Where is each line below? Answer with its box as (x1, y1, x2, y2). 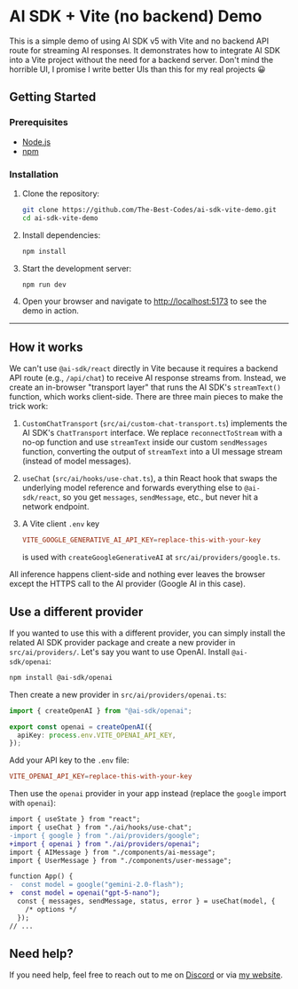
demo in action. (21, 305, 80, 316)
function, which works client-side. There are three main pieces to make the (9, 392, 284, 402)
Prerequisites (9, 116, 68, 129)
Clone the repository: (21, 188, 100, 199)
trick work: (9, 401, 49, 412)
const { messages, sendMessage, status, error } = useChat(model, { (17, 897, 276, 906)
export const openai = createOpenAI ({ (9, 722, 153, 732)
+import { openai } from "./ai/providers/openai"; (9, 839, 200, 849)
